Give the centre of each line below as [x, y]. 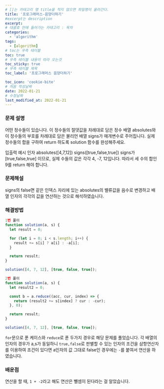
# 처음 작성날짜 [19, 86]
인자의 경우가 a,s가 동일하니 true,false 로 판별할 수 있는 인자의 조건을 [72, 344]
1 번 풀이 [12, 220]
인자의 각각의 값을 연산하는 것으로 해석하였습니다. [57, 196]
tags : [10, 42]
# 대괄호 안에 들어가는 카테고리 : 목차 [39, 28]
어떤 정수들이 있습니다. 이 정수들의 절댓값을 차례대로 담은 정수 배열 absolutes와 [81, 130]
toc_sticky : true [23, 64]
